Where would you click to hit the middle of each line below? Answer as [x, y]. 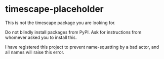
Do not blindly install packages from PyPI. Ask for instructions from [73, 32]
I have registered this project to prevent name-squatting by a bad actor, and [82, 47]
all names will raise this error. [35, 52]
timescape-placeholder [54, 9]
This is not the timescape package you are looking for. [60, 23]
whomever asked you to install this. [41, 37]
